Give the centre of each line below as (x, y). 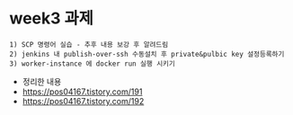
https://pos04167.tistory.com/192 (83, 101)
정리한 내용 (42, 81)
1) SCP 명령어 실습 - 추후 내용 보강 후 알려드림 (89, 44)
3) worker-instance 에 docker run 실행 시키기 (92, 64)
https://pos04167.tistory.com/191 (82, 92)
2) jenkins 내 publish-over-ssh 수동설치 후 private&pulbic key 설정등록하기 (147, 54)
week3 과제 (52, 18)
